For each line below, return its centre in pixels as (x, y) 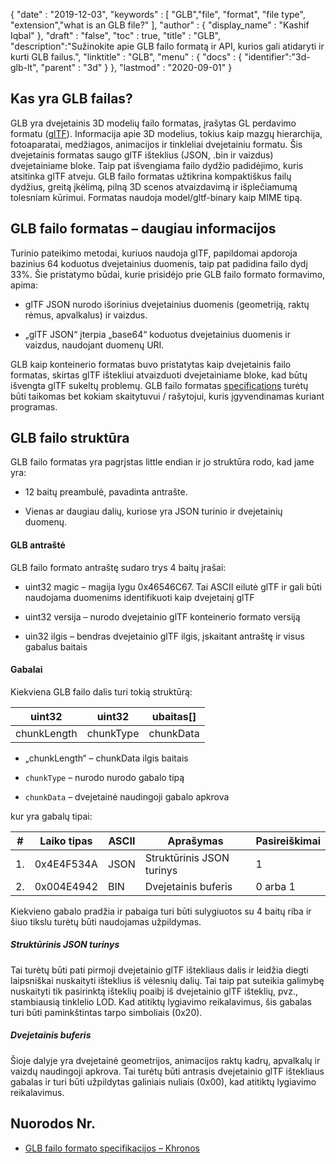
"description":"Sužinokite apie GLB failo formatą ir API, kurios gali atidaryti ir (167, 46)
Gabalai (26, 670)
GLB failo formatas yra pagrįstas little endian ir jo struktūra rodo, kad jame (162, 462)
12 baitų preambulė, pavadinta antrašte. (106, 492)
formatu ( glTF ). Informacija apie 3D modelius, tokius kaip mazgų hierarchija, (166, 133)
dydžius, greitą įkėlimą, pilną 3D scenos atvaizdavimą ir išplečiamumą (154, 186)
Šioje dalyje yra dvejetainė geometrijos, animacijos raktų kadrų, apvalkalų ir (165, 1060)
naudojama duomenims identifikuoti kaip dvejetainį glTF (139, 597)
